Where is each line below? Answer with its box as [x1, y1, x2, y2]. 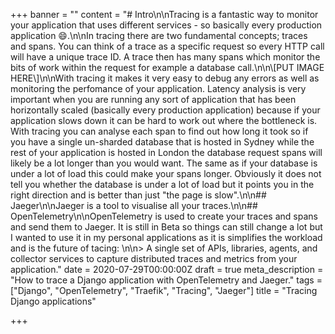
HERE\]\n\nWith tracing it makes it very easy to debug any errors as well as [10, 72, 320, 84]
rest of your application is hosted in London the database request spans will [10, 147, 323, 158]
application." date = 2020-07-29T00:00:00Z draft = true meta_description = [10, 264, 324, 275]
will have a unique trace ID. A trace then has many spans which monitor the [10, 51, 321, 63]
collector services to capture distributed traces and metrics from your [10, 253, 298, 264]
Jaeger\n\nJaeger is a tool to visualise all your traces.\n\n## [10, 200, 258, 211]
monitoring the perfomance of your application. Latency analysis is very [10, 83, 307, 94]
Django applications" [10, 295, 97, 307]
